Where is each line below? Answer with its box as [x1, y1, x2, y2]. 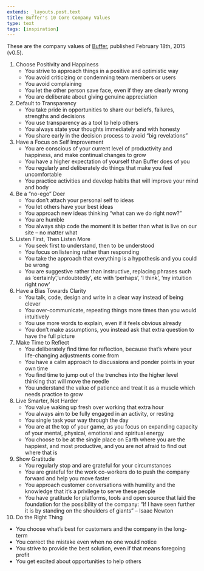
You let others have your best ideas [24, 203, 114, 211]
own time [24, 365, 48, 372]
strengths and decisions [24, 113, 86, 120]
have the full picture [24, 332, 75, 340]
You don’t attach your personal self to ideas [24, 197, 134, 204]
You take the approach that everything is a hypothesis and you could [24, 255, 197, 262]
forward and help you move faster [24, 475, 110, 482]
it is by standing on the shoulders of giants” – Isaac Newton [24, 507, 174, 514]
